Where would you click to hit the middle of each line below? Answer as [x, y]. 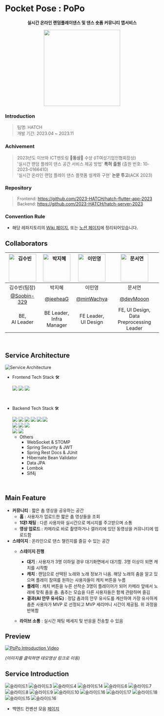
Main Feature [26, 498]
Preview [18, 636]
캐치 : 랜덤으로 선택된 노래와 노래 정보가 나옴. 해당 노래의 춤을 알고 [90, 573]
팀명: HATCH [30, 127]
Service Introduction [37, 674]
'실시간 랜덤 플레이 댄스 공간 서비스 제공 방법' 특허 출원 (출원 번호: [79, 164]
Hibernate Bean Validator [52, 457]
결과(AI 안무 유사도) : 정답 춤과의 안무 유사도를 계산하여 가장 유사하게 [92, 598]
